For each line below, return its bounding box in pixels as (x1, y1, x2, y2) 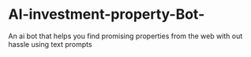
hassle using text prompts (8, 39, 92, 48)
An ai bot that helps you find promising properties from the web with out (8, 31, 243, 41)
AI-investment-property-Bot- (8, 5, 205, 23)
